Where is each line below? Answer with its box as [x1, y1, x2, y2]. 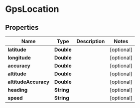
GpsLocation [5, 3, 59, 15]
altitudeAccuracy [7, 78, 50, 85]
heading [7, 87, 28, 93]
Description [76, 38, 105, 45]
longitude [7, 54, 31, 61]
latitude [7, 46, 26, 53]
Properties [5, 23, 39, 32]
